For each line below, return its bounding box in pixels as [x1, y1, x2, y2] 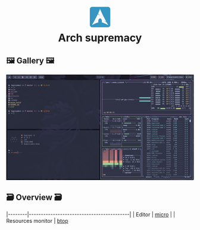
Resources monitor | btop [6, 218, 68, 225]
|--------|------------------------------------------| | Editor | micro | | [6, 211, 176, 218]
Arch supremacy [58, 31, 142, 45]
